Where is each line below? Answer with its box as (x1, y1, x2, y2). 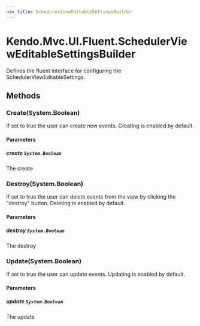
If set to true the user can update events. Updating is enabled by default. (6, 270, 186, 278)
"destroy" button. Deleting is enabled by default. (6, 200, 126, 207)
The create (6, 164, 34, 172)
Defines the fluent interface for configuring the (6, 67, 122, 74)
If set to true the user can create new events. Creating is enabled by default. (6, 122, 195, 129)
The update (6, 313, 35, 320)
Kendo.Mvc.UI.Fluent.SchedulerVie (6, 34, 187, 48)
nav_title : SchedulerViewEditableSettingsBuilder (6, 8, 133, 15)
